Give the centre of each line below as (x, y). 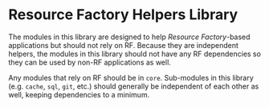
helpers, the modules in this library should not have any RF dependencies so (134, 53)
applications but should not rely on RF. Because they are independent (124, 45)
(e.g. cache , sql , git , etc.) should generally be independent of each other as (134, 86)
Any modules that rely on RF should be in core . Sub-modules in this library (131, 77)
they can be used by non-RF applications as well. (90, 62)
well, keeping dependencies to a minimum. (79, 94)
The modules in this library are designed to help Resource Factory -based (129, 37)
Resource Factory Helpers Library (123, 15)
